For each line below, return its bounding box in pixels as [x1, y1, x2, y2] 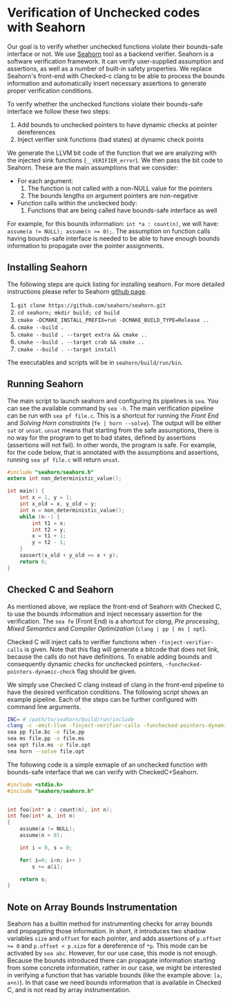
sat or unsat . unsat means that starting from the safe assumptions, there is [7, 426, 220, 434]
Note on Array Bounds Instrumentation [7, 901, 177, 913]
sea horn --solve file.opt [7, 748, 85, 755]
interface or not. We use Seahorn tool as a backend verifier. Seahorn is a [7, 50, 214, 58]
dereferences [17, 128, 56, 136]
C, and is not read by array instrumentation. [7, 986, 131, 994]
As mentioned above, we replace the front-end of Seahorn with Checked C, [7, 602, 222, 610]
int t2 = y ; [32, 526, 67, 533]
